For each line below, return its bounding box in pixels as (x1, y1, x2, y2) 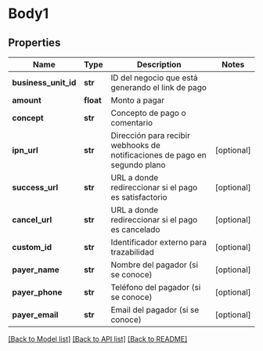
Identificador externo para (110, 237, 207, 248)
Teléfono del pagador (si (110, 282, 201, 292)
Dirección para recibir (110, 130, 190, 141)
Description (136, 60, 182, 70)
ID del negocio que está (110, 72, 198, 83)
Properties (8, 36, 61, 49)
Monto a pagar (110, 95, 165, 106)
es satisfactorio (110, 192, 168, 202)
